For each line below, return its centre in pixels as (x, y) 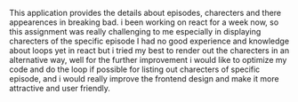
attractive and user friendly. (60, 88)
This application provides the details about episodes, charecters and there (145, 13)
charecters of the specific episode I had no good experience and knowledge (149, 41)
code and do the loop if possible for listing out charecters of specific (135, 69)
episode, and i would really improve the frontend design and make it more (144, 78)
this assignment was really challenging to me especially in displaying (135, 31)
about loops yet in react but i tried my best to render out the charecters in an (149, 51)
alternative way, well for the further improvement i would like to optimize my (148, 60)
